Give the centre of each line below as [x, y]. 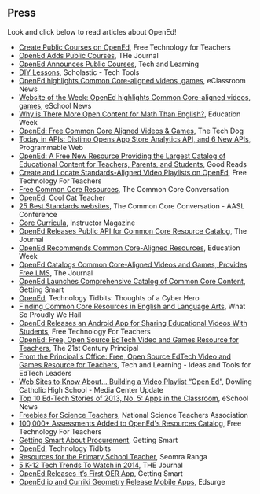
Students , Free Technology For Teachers [84, 331]
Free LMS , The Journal [56, 273]
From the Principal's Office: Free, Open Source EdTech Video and [125, 356]
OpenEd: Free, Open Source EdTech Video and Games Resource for [128, 339]
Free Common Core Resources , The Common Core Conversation [124, 189]
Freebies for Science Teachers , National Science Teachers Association [133, 415]
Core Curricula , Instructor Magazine [77, 223]
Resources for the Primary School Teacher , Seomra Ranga [113, 456]
